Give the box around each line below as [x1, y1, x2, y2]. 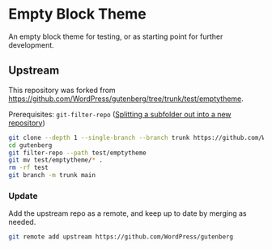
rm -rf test [8, 163, 49, 172]
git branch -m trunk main [8, 171, 96, 179]
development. [8, 40, 54, 49]
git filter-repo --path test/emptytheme [8, 149, 147, 157]
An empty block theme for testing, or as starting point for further [8, 32, 223, 41]
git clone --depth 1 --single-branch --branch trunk [8, 133, 190, 141]
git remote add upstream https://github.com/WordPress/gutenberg [8, 233, 233, 241]
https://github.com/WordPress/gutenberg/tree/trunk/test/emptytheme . [8, 94, 244, 103]
